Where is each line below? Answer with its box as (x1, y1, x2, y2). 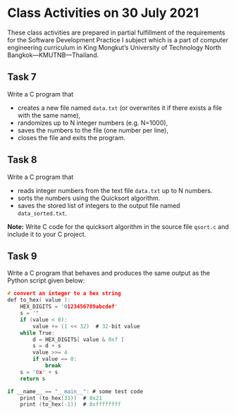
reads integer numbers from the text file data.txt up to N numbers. (17, 186, 213, 194)
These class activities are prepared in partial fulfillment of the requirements (7, 28, 225, 37)
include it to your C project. (7, 230, 87, 238)
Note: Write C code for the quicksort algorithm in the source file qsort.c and (7, 222, 229, 230)
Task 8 (7, 154, 37, 166)
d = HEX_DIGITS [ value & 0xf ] (32, 336, 125, 343)
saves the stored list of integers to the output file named (17, 201, 181, 209)
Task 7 (7, 71, 37, 83)
